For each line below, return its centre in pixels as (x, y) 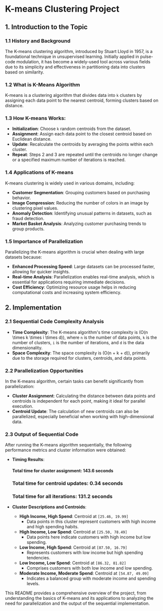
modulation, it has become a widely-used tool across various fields (83, 61)
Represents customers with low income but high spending (85, 553)
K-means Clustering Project (62, 9)
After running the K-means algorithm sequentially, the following (68, 445)
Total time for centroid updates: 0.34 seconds (67, 483)
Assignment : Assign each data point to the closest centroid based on (82, 134)
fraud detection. (28, 218)
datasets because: (24, 257)
